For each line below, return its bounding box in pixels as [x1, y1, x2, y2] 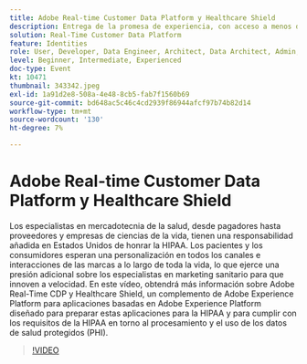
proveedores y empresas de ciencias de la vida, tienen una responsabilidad [9, 230, 294, 241]
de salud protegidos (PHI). [9, 327, 109, 338]
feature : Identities [9, 38, 89, 48]
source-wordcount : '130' [9, 115, 104, 124]
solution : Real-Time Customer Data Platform [9, 30, 182, 39]
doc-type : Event [9, 65, 71, 74]
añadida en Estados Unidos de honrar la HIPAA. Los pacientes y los [9, 239, 263, 251]
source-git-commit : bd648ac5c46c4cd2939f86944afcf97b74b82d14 [9, 98, 251, 108]
